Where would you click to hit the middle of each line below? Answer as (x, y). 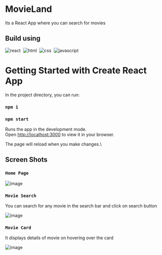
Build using (23, 38)
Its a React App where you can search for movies (55, 23)
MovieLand (28, 9)
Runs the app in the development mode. (46, 129)
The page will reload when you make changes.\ (54, 144)
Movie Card (18, 227)
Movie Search (21, 195)
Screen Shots (27, 160)
